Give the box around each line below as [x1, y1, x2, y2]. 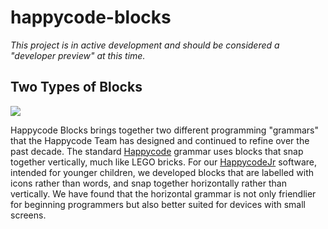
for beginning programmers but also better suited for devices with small [10, 198, 306, 210]
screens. [10, 209, 47, 221]
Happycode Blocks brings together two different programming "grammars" [10, 124, 320, 136]
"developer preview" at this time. [10, 49, 146, 61]
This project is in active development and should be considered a [10, 39, 280, 51]
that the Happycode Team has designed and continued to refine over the [10, 134, 310, 146]
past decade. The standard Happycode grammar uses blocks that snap [10, 145, 304, 157]
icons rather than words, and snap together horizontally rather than [10, 177, 287, 189]
